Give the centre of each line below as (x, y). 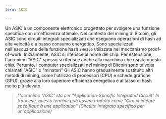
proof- (154, 49)
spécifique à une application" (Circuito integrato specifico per (81, 106)
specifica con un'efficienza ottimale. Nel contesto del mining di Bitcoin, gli (81, 33)
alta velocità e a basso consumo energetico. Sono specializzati (69, 44)
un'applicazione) (34, 111)
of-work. (14, 54)
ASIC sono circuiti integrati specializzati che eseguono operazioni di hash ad (83, 39)
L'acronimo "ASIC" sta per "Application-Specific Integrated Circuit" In (88, 95)
